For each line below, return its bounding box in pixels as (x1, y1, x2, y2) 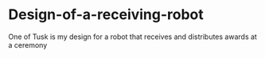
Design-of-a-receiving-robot (8, 6, 205, 24)
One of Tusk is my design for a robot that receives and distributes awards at (8, 32, 257, 41)
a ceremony (8, 40, 48, 49)
